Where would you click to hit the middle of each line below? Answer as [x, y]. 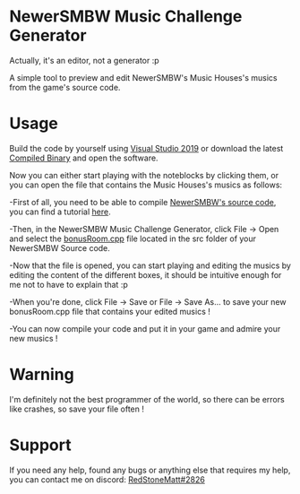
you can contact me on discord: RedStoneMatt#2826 [107, 479]
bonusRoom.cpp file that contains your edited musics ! [110, 311]
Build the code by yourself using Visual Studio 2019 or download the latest [146, 148]
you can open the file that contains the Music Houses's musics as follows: [146, 185]
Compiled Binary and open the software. [84, 158]
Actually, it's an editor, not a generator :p [84, 60]
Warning [42, 375]
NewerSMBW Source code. [60, 247]
